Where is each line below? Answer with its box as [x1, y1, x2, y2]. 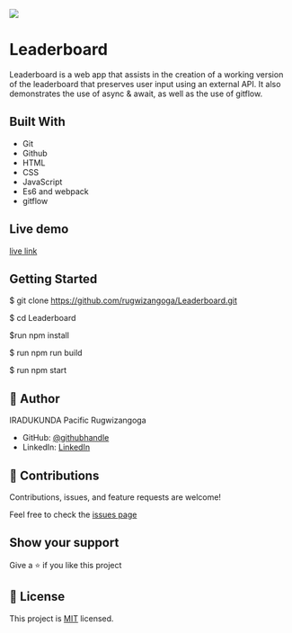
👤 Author [9, 391, 60, 406]
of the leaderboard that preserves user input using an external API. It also [9, 78, 281, 89]
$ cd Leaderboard [9, 313, 76, 324]
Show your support [9, 535, 119, 550]
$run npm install [9, 330, 70, 341]
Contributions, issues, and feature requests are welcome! [9, 492, 222, 503]
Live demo [9, 221, 69, 237]
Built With [9, 114, 66, 129]
